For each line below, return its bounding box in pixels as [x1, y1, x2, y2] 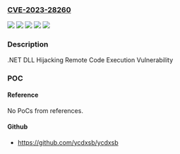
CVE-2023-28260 [7, 5, 71, 15]
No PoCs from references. [7, 106, 83, 114]
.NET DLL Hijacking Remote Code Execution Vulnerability [7, 55, 174, 64]
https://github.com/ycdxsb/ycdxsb [17, 138, 119, 146]
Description [7, 40, 49, 49]
